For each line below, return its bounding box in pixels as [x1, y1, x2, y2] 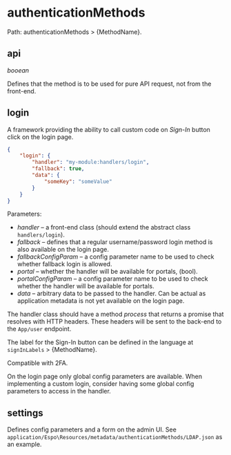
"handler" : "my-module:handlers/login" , [32, 159, 150, 166]
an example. [7, 440, 42, 449]
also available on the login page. [17, 245, 109, 254]
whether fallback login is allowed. [17, 260, 112, 268]
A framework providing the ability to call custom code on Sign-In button [7, 125, 210, 133]
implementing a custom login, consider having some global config [7, 380, 194, 388]
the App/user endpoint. [7, 325, 72, 333]
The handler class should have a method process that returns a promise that [7, 310, 224, 319]
